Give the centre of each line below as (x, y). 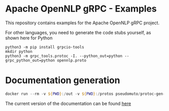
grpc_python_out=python (30, 60)
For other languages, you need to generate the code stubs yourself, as (78, 32)
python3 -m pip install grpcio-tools (45, 47)
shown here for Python (29, 38)
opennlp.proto (72, 60)
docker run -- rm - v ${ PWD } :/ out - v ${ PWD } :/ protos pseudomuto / (73, 94)
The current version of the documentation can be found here (68, 103)
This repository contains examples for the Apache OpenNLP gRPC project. (82, 23)
